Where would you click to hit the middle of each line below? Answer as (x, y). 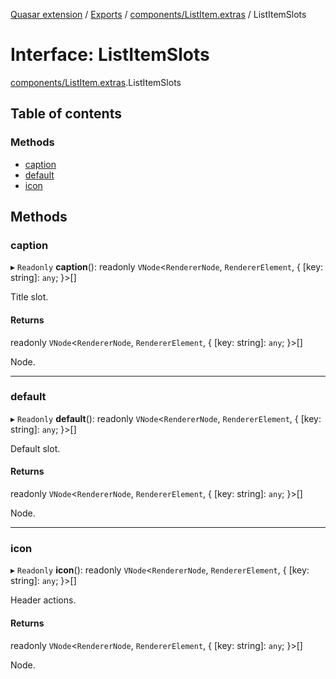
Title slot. (29, 297)
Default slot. (35, 448)
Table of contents (66, 114)
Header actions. (43, 600)
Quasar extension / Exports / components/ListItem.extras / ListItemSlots (158, 14)
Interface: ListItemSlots (110, 55)
